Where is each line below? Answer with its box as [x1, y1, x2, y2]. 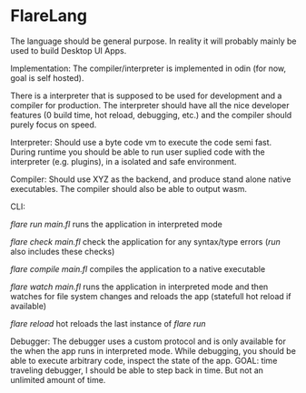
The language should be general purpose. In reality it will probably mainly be [10, 35, 298, 46]
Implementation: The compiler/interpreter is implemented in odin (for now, [10, 63, 287, 74]
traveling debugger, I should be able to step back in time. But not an [10, 365, 264, 376]
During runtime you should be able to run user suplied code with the [10, 146, 266, 157]
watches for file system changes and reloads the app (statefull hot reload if [10, 290, 291, 301]
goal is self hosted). [10, 72, 84, 83]
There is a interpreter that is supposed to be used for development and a [10, 90, 282, 101]
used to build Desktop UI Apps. [10, 45, 127, 55]
